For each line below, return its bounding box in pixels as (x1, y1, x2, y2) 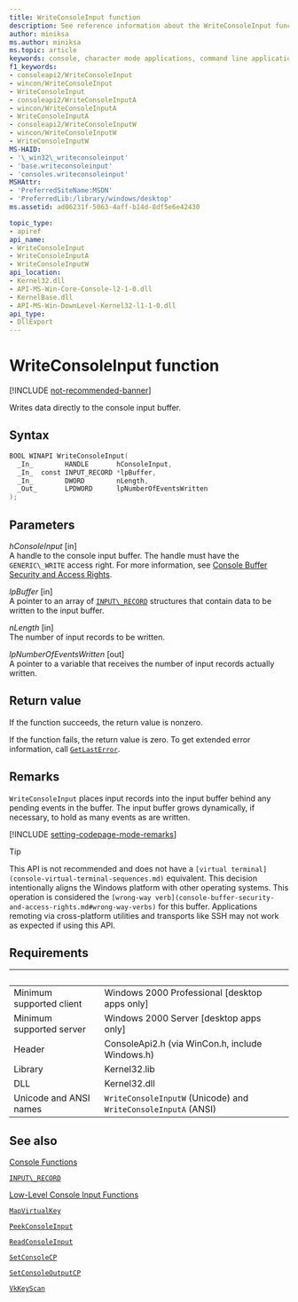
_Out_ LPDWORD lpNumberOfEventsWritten (17, 484, 208, 493)
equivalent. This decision (166, 873, 258, 883)
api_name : (9, 235, 46, 244)
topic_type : (9, 218, 53, 227)
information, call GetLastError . (9, 743, 121, 754)
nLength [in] (9, 622, 54, 632)
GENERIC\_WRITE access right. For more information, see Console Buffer (9, 560, 268, 570)
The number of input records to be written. (9, 631, 166, 642)
